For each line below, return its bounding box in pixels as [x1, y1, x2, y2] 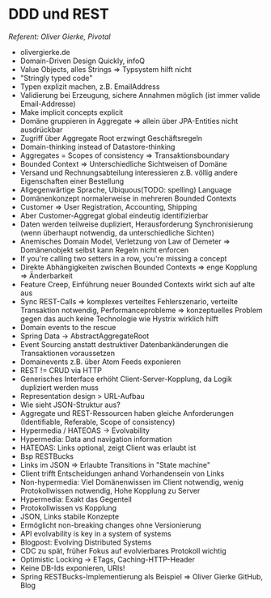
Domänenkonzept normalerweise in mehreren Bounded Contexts [19, 193, 237, 203]
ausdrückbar [19, 125, 63, 134]
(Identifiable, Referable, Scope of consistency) [19, 417, 176, 426]
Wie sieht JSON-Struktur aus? [19, 400, 121, 409]
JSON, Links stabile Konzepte [19, 511, 120, 521]
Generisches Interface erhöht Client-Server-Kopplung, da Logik [19, 374, 232, 384]
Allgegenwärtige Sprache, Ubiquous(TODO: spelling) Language [19, 184, 232, 194]
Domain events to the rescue [19, 322, 116, 332]
